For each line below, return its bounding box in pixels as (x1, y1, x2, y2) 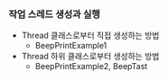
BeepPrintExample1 (34, 40, 107, 51)
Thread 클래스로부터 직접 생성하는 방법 (21, 30, 160, 41)
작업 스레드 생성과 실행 (8, 7, 101, 20)
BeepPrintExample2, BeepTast (34, 61, 148, 72)
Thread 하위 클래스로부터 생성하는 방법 (21, 51, 160, 62)
